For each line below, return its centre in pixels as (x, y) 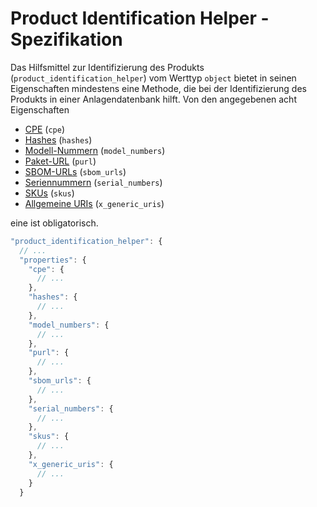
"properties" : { (53, 260)
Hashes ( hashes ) (58, 139)
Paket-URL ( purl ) (60, 161)
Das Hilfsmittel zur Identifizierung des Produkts (107, 67)
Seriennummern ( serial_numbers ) (93, 182)
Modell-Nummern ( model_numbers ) (95, 150)
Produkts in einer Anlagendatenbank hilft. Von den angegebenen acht (153, 99)
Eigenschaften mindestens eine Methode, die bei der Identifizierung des (158, 88)
